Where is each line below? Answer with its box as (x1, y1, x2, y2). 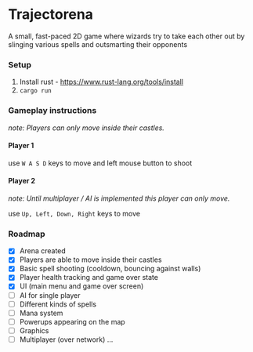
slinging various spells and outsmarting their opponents (8, 39, 188, 49)
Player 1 (8, 141, 34, 151)
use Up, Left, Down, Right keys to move (8, 209, 141, 218)
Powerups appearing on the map (19, 317, 125, 326)
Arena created (19, 246, 67, 256)
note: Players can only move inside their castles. (8, 123, 164, 132)
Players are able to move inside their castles (19, 255, 162, 264)
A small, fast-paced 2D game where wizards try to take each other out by (8, 31, 245, 41)
